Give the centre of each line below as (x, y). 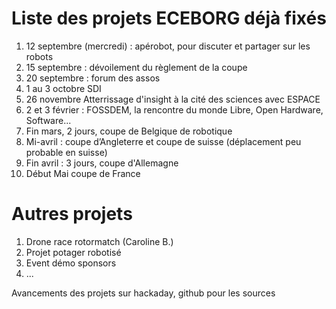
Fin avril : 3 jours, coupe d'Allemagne (102, 163)
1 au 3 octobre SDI (63, 88)
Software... (48, 120)
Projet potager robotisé (73, 252)
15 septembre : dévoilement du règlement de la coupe (136, 67)
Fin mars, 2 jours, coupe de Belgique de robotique (129, 131)
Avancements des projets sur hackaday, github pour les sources (143, 293)
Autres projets (72, 214)
